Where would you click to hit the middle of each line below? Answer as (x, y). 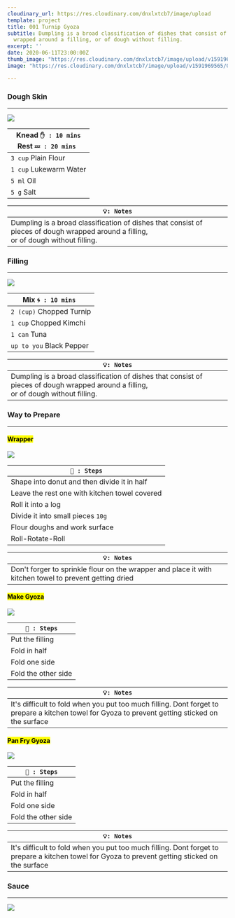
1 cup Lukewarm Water (49, 169)
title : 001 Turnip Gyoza (43, 27)
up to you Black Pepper (50, 346)
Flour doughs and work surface (62, 527)
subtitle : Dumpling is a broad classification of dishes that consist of (117, 33)
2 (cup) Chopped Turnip (51, 312)
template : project (34, 20)
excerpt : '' (24, 46)
